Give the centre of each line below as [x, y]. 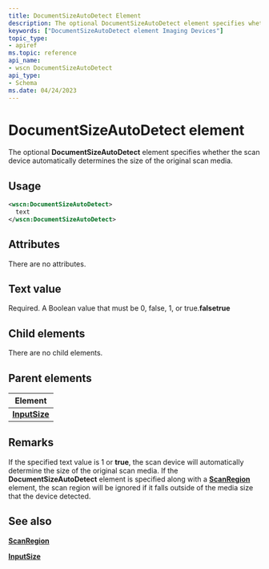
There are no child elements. [56, 353]
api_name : [25, 61]
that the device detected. [50, 496]
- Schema [23, 83]
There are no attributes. [47, 264]
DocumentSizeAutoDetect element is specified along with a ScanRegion [129, 479]
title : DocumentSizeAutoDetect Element [75, 16]
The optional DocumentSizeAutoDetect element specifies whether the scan [134, 152]
